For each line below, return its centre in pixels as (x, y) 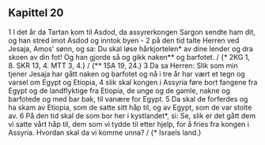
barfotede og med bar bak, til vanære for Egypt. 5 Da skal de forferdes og (128, 99)
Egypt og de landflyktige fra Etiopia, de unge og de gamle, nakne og (119, 91)
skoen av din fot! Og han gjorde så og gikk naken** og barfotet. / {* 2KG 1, (129, 57)
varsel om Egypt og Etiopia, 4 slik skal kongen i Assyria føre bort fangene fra (133, 82)
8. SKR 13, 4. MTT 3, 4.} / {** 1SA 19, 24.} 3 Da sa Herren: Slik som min (123, 65)
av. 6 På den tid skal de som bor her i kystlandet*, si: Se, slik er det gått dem (132, 115)
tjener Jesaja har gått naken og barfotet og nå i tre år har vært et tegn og (127, 73)
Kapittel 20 (36, 13)
